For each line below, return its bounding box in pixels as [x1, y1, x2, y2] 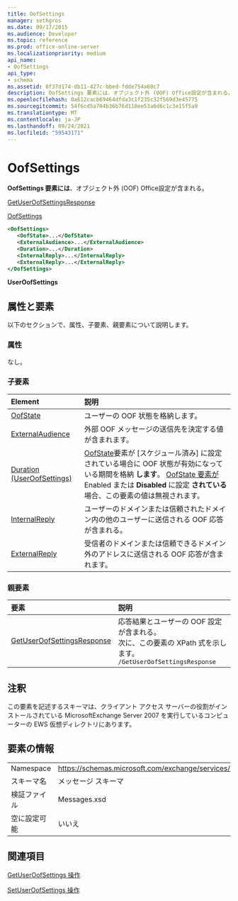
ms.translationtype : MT [7, 109, 78, 116]
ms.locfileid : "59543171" [7, 129, 84, 136]
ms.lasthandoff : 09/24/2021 [7, 122, 91, 130]
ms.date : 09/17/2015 [7, 23, 69, 31]
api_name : [7, 57, 37, 64]
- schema [7, 76, 33, 84]
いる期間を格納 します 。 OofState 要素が [84, 469, 220, 479]
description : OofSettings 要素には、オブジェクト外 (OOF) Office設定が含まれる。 [7, 89, 234, 96]
